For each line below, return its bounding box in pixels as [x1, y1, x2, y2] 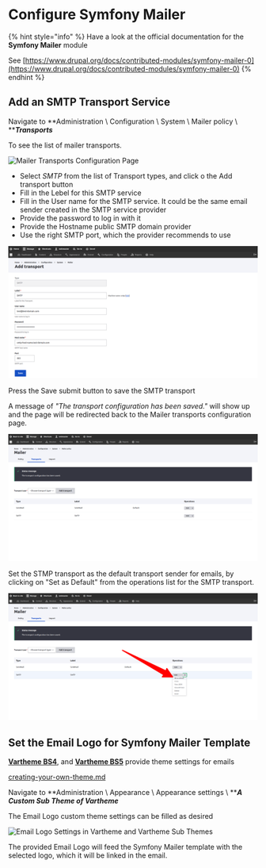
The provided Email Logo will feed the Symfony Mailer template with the [8, 843, 243, 852]
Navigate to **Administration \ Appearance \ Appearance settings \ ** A [8, 788, 243, 797]
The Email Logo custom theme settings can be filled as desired [8, 812, 214, 821]
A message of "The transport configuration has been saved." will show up [8, 401, 251, 410]
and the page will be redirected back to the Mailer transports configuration [8, 409, 252, 419]
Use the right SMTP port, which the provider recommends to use [19, 230, 231, 240]
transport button [19, 179, 74, 189]
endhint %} [8, 72, 45, 82]
